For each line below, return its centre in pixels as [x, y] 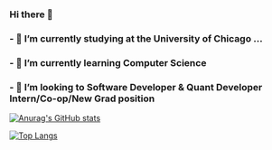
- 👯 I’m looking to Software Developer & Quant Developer [136, 87]
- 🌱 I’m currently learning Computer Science [108, 62]
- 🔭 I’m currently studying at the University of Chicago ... [136, 38]
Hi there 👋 [32, 14]
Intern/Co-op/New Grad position [82, 98]
